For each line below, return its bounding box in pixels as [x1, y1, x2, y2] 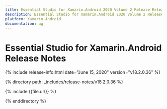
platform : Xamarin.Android [5, 16, 61, 21]
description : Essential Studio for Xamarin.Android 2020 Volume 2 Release [5, 12, 164, 17]
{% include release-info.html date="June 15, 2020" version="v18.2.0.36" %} [5, 69, 161, 75]
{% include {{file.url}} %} [5, 89, 57, 95]
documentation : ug [5, 21, 43, 26]
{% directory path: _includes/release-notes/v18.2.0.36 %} [5, 79, 123, 85]
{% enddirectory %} [5, 98, 46, 104]
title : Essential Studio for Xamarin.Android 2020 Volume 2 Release [5, 7, 150, 12]
